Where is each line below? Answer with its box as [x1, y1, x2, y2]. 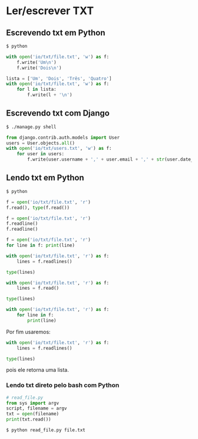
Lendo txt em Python [6, 173, 84, 183]
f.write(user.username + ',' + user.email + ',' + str [27, 156, 165, 163]
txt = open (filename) [6, 411, 60, 417]
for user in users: [16, 151, 65, 157]
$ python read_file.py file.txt [6, 427, 85, 433]
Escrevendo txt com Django [6, 108, 110, 119]
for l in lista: [16, 87, 57, 93]
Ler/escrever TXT [6, 4, 94, 18]
